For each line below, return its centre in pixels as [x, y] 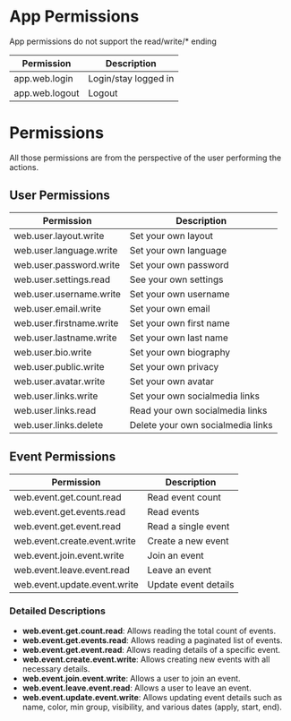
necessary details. [56, 668]
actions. [24, 167]
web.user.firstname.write [66, 322]
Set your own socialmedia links [194, 396]
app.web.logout [47, 93]
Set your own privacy [174, 366]
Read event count [184, 497]
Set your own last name [179, 338]
